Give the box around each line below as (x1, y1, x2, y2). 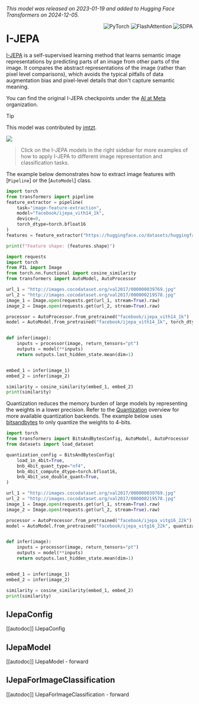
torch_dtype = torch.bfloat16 (17, 222, 86, 228)
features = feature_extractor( (6, 232, 84, 238)
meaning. (6, 83, 29, 90)
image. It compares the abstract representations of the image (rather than (6, 64, 186, 71)
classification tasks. (20, 159, 69, 166)
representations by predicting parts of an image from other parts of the (6, 57, 179, 65)
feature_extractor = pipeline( (6, 199, 84, 205)
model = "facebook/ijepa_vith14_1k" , (17, 210, 105, 216)
